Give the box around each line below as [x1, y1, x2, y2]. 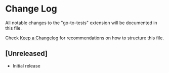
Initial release [12, 62, 40, 68]
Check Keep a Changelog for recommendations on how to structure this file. [5, 35, 164, 41]
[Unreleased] [5, 49, 48, 58]
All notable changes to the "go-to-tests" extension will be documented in [5, 20, 158, 26]
